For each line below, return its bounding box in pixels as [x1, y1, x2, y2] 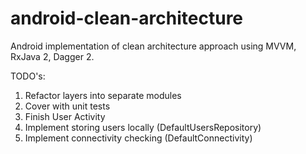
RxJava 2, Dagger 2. [10, 50, 95, 62]
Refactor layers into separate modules [24, 89, 182, 101]
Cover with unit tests [24, 100, 111, 112]
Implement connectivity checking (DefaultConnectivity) [24, 132, 253, 144]
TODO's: [10, 70, 46, 82]
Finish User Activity [24, 110, 106, 122]
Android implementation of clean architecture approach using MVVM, [10, 40, 297, 52]
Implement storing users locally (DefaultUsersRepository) [24, 121, 262, 133]
